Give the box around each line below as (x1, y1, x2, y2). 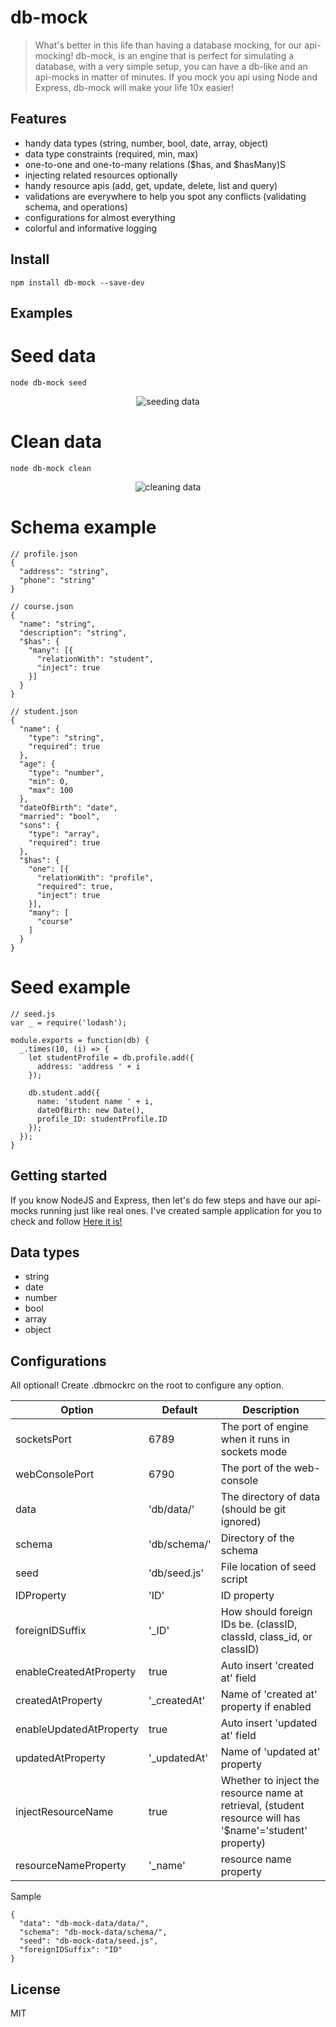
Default (161, 1403, 198, 1417)
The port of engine (220, 1420, 309, 1434)
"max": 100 (28, 785, 74, 795)
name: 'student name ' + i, (36, 1096, 155, 1106)
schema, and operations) (24, 201, 128, 213)
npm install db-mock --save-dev (10, 277, 145, 288)
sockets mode (220, 1445, 288, 1459)
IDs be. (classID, (220, 1617, 298, 1631)
